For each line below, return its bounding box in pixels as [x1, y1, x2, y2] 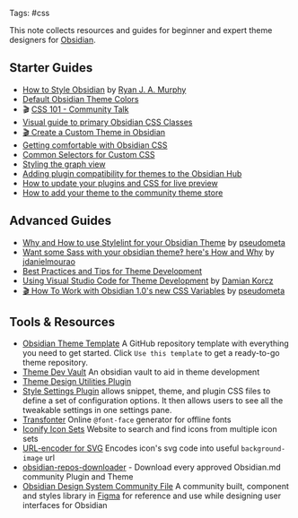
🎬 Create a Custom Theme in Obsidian [22, 126, 166, 137]
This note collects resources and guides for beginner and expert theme [9, 25, 273, 35]
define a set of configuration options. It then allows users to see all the [22, 395, 284, 406]
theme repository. [22, 358, 88, 368]
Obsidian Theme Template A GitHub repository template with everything [22, 338, 289, 349]
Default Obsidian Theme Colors [22, 93, 139, 104]
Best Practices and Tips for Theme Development [22, 265, 203, 276]
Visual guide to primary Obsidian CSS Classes [22, 117, 193, 127]
